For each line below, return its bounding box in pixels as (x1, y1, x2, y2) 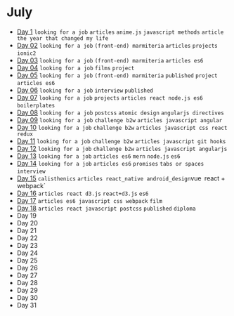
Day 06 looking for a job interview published (16, 86, 154, 94)
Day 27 (16, 271, 38, 279)
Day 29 (16, 286, 38, 294)
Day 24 (16, 249, 38, 257)
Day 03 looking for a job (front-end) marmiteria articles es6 (16, 55, 204, 64)
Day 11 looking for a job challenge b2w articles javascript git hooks (16, 136, 226, 145)
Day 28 (16, 278, 38, 287)
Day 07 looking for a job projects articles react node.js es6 (16, 93, 203, 102)
